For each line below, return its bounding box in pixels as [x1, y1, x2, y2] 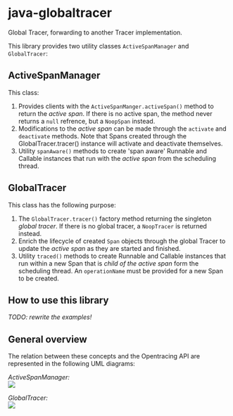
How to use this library [8, 294, 109, 306]
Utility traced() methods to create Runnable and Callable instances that [18, 252, 226, 260]
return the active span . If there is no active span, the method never [18, 109, 213, 117]
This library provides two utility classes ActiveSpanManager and [8, 41, 189, 50]
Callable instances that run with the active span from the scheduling [18, 154, 217, 162]
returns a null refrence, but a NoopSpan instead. [18, 117, 156, 125]
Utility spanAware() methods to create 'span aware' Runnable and [18, 146, 207, 155]
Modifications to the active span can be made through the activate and [18, 124, 227, 133]
